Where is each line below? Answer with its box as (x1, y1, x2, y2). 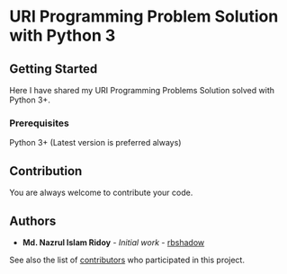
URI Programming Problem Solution (9, 6, 279, 27)
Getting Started (9, 61, 98, 76)
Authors (9, 213, 57, 228)
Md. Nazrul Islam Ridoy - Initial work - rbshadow (22, 236, 205, 248)
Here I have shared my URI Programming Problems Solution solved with (9, 85, 274, 95)
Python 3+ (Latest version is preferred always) (9, 137, 182, 148)
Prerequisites (9, 117, 69, 129)
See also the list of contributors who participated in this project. (9, 254, 246, 265)
